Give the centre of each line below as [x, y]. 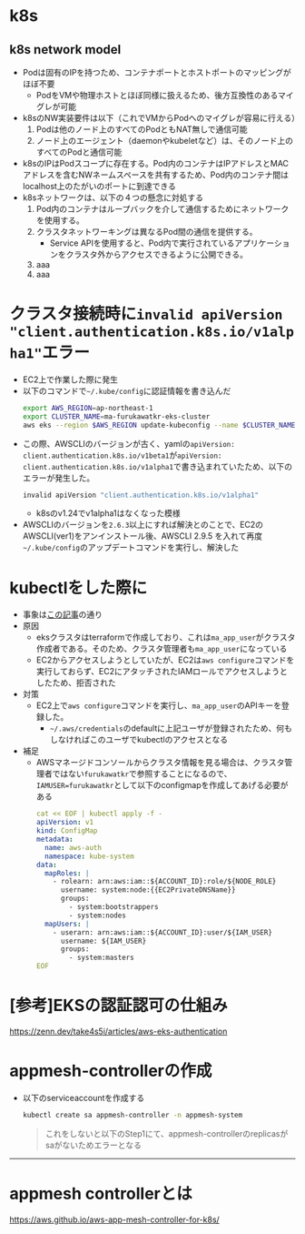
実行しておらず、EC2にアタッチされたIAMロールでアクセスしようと [162, 672]
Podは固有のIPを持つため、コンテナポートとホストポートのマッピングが [157, 72]
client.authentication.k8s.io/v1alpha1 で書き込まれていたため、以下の [157, 466]
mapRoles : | [67, 873]
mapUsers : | [67, 924]
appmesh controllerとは [101, 1194]
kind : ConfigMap [67, 831]
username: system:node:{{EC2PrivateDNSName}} [148, 890]
